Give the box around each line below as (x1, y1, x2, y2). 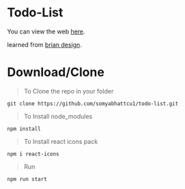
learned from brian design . (7, 40, 82, 48)
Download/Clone (7, 65, 104, 80)
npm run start (7, 175, 48, 182)
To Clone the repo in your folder (23, 87, 114, 95)
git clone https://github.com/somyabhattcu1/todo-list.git (7, 100, 179, 107)
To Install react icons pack (23, 137, 98, 145)
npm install (7, 125, 41, 132)
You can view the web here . (7, 27, 85, 35)
